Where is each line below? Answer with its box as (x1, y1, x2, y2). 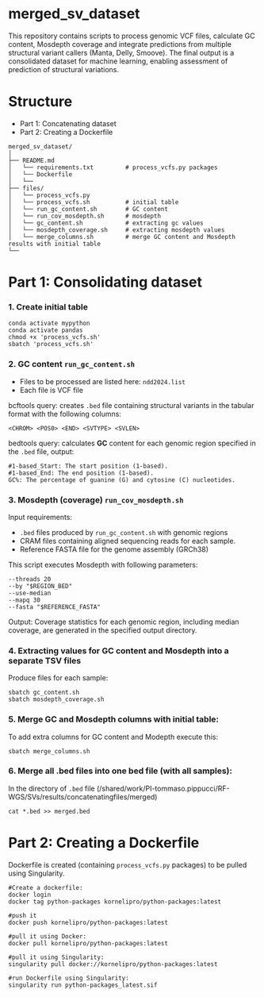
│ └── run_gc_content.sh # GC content (8, 205, 169, 213)
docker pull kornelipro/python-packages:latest (8, 939, 169, 947)
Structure (8, 93, 73, 111)
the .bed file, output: (8, 446, 75, 456)
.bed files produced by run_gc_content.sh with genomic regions (19, 527, 228, 537)
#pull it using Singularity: (8, 953, 105, 961)
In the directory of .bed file (8, 783, 95, 793)
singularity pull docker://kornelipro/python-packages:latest (8, 960, 218, 968)
